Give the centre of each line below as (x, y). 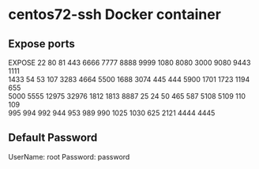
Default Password (53, 138)
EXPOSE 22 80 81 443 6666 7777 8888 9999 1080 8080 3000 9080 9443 (129, 62)
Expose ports (41, 44)
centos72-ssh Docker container (114, 15)
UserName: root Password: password (69, 156)
